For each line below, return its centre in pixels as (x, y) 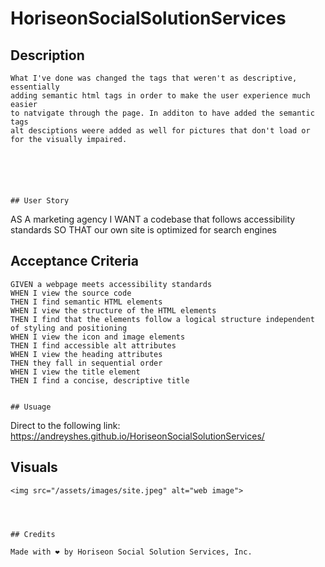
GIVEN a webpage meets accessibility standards (111, 284)
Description (47, 55)
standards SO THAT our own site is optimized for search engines (143, 230)
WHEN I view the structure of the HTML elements (113, 310)
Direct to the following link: (65, 425)
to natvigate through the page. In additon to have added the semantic (162, 113)
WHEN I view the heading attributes (86, 354)
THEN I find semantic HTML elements (86, 302)
